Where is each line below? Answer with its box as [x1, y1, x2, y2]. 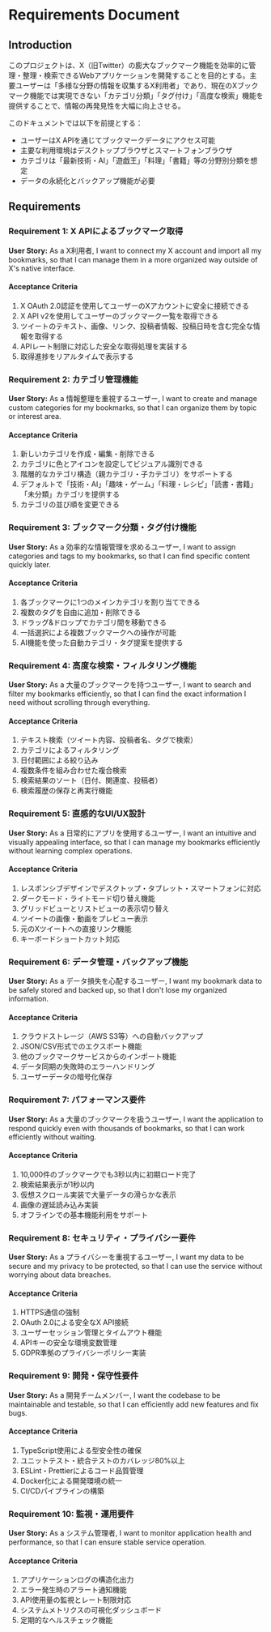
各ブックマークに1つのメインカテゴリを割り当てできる [19, 597, 201, 607]
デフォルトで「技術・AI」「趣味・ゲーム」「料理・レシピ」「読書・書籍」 [19, 480, 257, 489]
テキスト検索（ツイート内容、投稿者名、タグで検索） [19, 735, 198, 745]
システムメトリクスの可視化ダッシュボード [19, 1605, 162, 1615]
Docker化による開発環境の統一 [19, 1476, 123, 1485]
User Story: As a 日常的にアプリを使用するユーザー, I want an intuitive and [8, 828, 256, 838]
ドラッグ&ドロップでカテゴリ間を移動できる [19, 617, 167, 627]
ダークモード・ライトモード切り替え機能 [19, 893, 155, 903]
